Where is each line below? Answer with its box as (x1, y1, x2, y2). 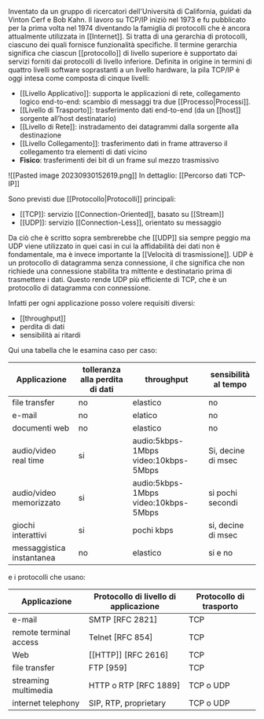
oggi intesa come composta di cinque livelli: (8, 74, 150, 83)
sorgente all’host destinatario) (19, 114, 116, 123)
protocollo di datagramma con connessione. (8, 283, 151, 292)
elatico (132, 410, 158, 420)
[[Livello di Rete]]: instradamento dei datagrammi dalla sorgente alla (19, 122, 239, 131)
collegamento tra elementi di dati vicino (19, 147, 148, 156)
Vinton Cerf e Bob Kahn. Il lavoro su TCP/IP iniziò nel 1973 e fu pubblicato (8, 15, 246, 24)
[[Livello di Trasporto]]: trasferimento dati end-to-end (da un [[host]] (19, 105, 241, 115)
